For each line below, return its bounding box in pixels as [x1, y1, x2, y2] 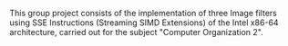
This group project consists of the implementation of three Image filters [9, 8, 278, 18]
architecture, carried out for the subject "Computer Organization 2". [9, 27, 264, 37]
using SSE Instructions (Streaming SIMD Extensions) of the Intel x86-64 [9, 17, 280, 28]
